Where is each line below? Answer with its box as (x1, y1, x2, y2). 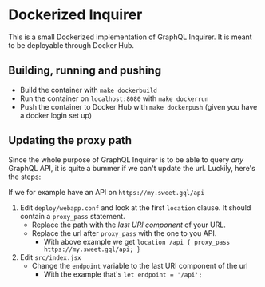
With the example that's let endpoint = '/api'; (43, 269, 203, 279)
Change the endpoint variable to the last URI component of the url (31, 261, 248, 270)
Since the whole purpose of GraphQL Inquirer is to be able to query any (8, 154, 244, 165)
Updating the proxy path (8, 134, 132, 147)
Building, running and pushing (8, 64, 162, 78)
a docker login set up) (19, 110, 93, 120)
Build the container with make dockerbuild (19, 85, 157, 94)
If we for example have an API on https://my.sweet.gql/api (8, 187, 205, 197)
